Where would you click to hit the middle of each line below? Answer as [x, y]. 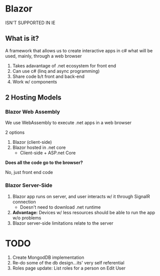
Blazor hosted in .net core [39, 148]
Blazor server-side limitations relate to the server [63, 223]
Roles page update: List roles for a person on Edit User [69, 268]
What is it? [22, 38]
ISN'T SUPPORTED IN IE [30, 23]
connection [24, 202]
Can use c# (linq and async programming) [56, 71]
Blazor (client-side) [32, 142]
